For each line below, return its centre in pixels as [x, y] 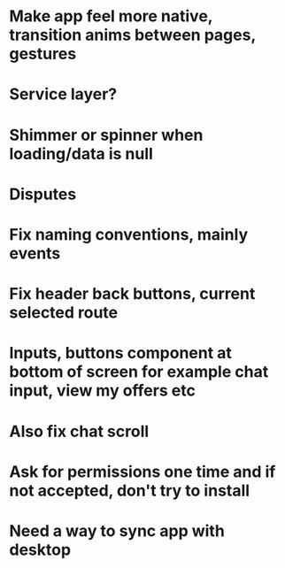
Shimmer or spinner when [106, 135]
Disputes [43, 194]
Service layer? [63, 94]
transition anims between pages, [133, 35]
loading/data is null [81, 154]
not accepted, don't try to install [130, 491]
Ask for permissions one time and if [142, 472]
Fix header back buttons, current [132, 294]
